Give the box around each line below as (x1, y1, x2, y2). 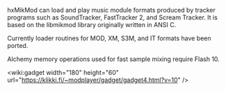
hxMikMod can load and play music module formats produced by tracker (7, 6, 216, 14)
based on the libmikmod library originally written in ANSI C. (7, 21, 177, 28)
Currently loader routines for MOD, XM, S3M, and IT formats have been (7, 34, 211, 42)
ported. (7, 42, 29, 49)
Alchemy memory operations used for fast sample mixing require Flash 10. (7, 55, 220, 63)
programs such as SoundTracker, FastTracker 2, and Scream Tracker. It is (7, 13, 218, 22)
